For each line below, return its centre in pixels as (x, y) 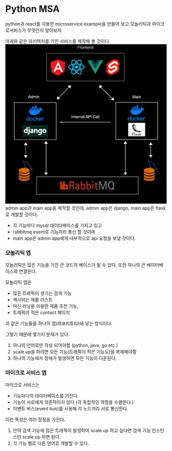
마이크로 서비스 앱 (26, 372)
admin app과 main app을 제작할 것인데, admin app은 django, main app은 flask (86, 208)
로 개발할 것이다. (22, 214)
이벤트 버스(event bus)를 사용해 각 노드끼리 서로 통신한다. (70, 409)
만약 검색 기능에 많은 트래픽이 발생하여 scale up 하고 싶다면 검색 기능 (82, 430)
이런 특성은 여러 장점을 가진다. (35, 420)
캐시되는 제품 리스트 (33, 299)
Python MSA (33, 9)
